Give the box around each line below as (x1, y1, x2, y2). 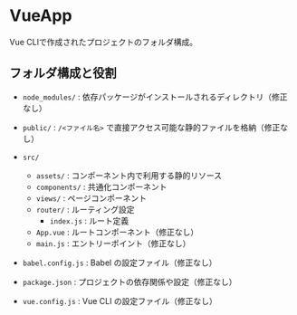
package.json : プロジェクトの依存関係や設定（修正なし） (22, 276, 237, 287)
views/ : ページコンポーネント (35, 192, 148, 204)
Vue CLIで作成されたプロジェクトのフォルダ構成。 (9, 36, 197, 47)
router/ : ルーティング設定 (35, 204, 135, 215)
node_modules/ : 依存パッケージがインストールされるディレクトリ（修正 (22, 91, 288, 102)
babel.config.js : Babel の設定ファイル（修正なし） (22, 257, 217, 268)
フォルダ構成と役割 (9, 65, 117, 81)
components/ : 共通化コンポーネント (35, 181, 168, 192)
